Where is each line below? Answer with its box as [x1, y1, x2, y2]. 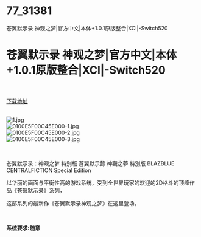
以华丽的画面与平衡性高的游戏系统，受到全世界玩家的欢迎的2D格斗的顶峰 [6, 179, 190, 186]
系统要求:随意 [6, 224, 41, 232]
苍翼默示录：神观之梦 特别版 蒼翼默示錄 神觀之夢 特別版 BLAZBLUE [6, 159, 175, 167]
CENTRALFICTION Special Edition [6, 167, 91, 174]
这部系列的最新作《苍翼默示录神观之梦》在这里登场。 [6, 199, 140, 207]
